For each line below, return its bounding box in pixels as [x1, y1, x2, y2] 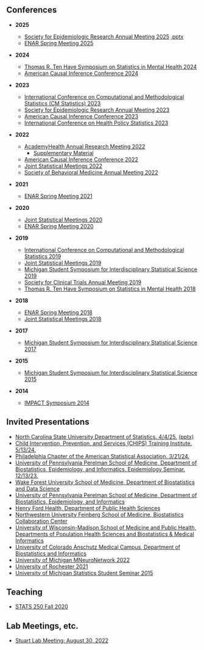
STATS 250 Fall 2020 [15, 603, 68, 610]
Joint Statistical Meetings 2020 [24, 216, 103, 223]
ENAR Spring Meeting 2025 [24, 39, 94, 46]
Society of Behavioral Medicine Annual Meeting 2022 [24, 168, 158, 176]
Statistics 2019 [24, 253, 62, 260]
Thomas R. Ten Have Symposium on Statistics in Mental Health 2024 [24, 63, 197, 70]
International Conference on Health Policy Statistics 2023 [24, 119, 169, 126]
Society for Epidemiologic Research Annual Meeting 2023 [24, 106, 170, 114]
